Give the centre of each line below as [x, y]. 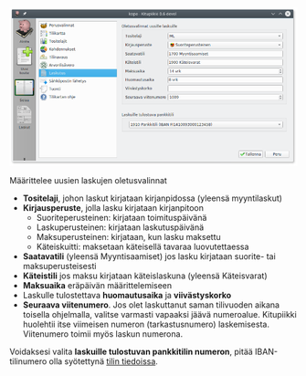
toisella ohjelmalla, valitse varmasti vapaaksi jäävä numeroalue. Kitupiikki [159, 314]
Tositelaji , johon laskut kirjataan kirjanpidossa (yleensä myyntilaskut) [153, 198]
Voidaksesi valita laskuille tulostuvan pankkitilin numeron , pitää [131, 351]
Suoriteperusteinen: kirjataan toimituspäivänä [121, 217]
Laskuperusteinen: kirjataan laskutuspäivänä [120, 227]
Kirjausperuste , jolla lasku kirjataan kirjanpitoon [113, 207]
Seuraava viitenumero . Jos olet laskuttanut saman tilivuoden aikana [151, 305]
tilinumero [28, 361]
